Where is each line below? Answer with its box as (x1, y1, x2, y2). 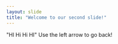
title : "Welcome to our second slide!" (6, 14, 107, 20)
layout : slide (6, 8, 42, 15)
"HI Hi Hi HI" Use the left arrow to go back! (6, 31, 113, 38)
